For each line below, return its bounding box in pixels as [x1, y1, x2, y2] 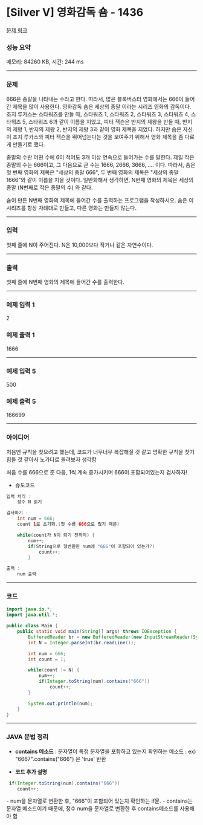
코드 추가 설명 [14, 768, 47, 775]
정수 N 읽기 [17, 499, 42, 505]
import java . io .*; [6, 606, 53, 612]
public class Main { [6, 623, 59, 629]
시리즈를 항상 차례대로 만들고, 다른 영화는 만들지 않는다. [6, 204, 137, 212]
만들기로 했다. [12, 140, 45, 148]
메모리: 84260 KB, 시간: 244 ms [6, 58, 84, 65]
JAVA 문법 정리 [6, 733, 49, 741]
